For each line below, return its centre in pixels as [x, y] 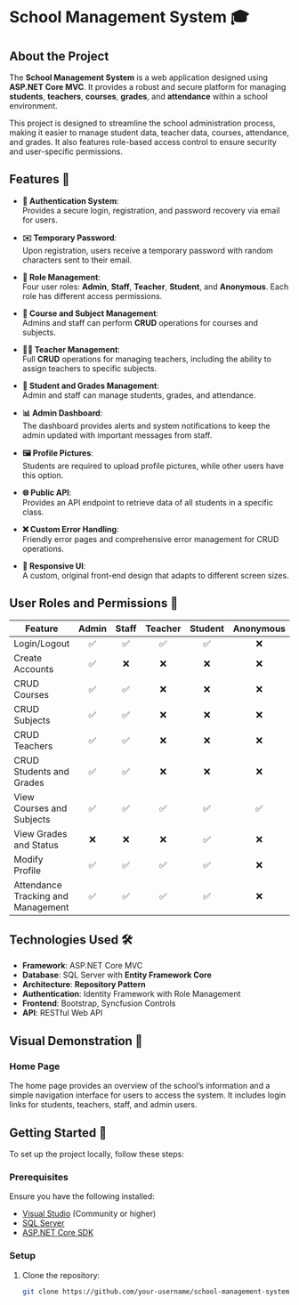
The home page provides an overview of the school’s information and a [140, 1086]
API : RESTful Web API [62, 1013]
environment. [33, 106]
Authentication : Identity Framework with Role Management [131, 994]
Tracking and [41, 896]
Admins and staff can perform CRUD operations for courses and [140, 322]
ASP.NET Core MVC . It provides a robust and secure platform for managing [148, 87]
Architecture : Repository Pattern [84, 985]
